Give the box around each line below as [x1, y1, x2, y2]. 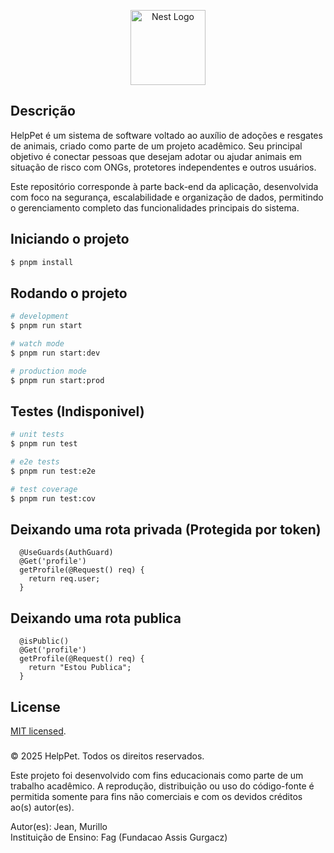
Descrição [10, 103, 76, 120]
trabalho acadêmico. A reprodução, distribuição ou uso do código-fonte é [10, 780, 315, 792]
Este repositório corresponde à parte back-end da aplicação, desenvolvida [10, 180, 319, 192]
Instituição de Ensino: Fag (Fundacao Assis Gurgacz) [10, 831, 228, 843]
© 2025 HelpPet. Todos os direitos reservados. [10, 750, 205, 762]
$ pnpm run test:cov [10, 493, 97, 504]
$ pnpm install [10, 257, 74, 267]
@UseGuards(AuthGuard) [19, 548, 114, 558]
